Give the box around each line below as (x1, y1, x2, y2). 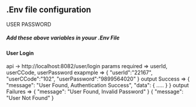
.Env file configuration (6, 5, 92, 15)
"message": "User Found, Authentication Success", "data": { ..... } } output (6, 82, 189, 89)
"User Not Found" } (6, 94, 54, 102)
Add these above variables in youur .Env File (6, 34, 120, 41)
